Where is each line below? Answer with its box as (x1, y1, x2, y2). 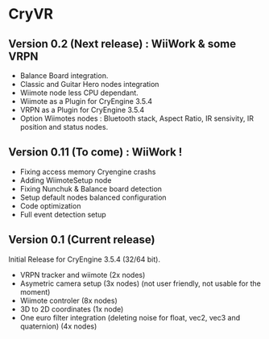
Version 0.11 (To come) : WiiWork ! (8, 146, 183, 159)
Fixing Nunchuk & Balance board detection (19, 184, 163, 193)
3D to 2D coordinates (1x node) (19, 304, 124, 314)
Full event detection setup (19, 209, 106, 219)
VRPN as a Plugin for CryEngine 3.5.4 (19, 105, 145, 114)
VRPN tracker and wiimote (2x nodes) (19, 270, 146, 279)
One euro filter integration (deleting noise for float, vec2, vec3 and (19, 312, 240, 322)
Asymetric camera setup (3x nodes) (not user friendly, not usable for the (19, 279, 262, 288)
